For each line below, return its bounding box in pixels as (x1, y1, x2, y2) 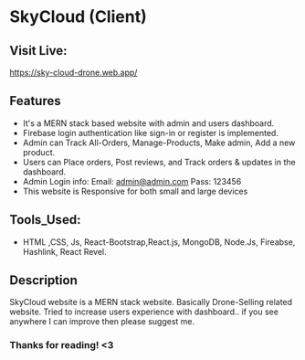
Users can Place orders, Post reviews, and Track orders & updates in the (22, 156, 296, 167)
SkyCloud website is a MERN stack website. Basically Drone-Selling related (9, 297, 293, 308)
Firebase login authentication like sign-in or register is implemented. (22, 127, 279, 138)
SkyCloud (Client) (9, 6, 148, 27)
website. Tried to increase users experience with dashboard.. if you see (9, 306, 279, 317)
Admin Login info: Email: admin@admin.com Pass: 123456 (22, 175, 242, 186)
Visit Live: (9, 43, 68, 58)
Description (9, 272, 78, 289)
